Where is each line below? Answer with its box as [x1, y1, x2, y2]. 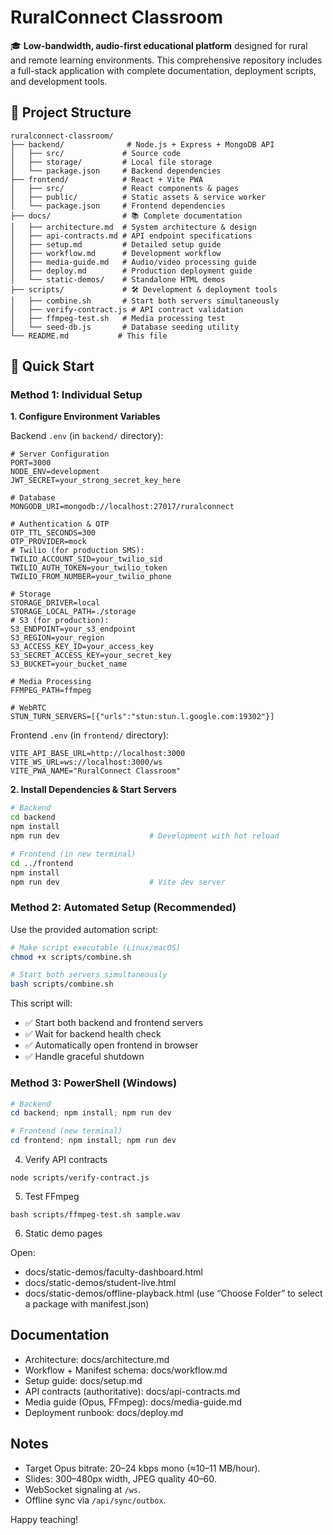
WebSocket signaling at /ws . [24, 1483, 142, 1495]
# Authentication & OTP [10, 519, 110, 530]
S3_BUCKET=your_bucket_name [10, 659, 128, 670]
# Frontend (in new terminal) [10, 849, 137, 859]
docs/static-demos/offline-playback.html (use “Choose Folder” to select [24, 1287, 323, 1300]
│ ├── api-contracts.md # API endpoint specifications [10, 231, 253, 241]
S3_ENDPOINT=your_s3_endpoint [10, 624, 137, 635]
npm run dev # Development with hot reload [10, 831, 280, 841]
